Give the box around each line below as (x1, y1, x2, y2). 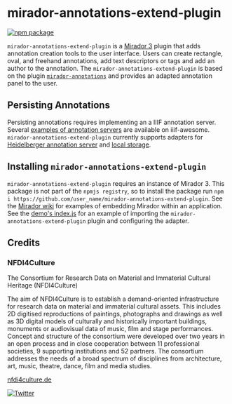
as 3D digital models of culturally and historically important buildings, (7, 317, 207, 325)
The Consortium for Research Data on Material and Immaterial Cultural (7, 274, 211, 282)
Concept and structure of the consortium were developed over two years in (7, 332, 226, 341)
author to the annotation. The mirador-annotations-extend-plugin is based (7, 64, 223, 72)
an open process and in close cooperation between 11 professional (7, 339, 200, 348)
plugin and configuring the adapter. (87, 216, 189, 225)
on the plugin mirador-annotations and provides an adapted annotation (7, 72, 212, 80)
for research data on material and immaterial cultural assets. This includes (7, 302, 221, 311)
